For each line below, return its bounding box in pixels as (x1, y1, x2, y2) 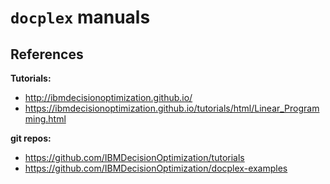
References (10, 46, 84, 63)
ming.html (24, 113, 67, 125)
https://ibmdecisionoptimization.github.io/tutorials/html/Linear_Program (24, 102, 320, 114)
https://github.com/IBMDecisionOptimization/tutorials (24, 152, 245, 163)
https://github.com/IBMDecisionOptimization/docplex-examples (24, 162, 288, 174)
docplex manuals (10, 6, 151, 29)
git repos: (10, 132, 52, 144)
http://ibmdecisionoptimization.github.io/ (24, 92, 193, 103)
